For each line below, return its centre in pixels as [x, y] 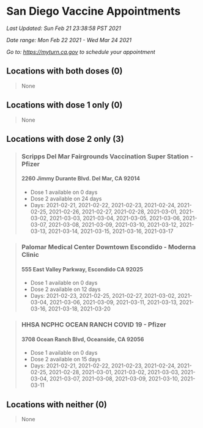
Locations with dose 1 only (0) [65, 105]
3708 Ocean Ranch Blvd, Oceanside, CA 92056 [83, 339]
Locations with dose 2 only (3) [65, 139]
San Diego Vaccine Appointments [94, 11]
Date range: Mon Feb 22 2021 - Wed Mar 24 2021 [69, 40]
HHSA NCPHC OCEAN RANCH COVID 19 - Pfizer [94, 325]
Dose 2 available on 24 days [66, 199]
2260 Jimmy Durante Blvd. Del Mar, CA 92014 [81, 179]
